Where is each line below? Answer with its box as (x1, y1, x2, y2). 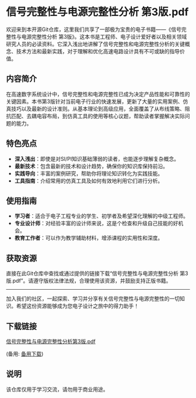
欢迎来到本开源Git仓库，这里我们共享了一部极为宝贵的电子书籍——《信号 (6, 26, 182, 33)
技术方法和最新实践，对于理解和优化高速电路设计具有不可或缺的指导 (16, 47, 180, 54)
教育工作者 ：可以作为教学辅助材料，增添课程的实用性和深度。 (14, 235, 163, 242)
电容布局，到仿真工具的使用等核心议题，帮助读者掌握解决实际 (36, 112, 185, 119)
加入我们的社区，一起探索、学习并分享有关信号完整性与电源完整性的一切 (6, 295, 180, 302)
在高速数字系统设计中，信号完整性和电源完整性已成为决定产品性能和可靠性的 (6, 90, 190, 97)
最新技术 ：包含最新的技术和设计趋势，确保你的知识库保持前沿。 (14, 162, 168, 170)
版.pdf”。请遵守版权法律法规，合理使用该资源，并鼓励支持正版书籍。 (6, 277, 171, 284)
